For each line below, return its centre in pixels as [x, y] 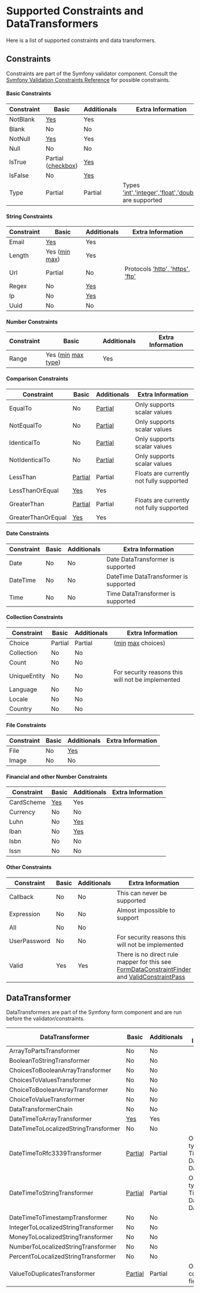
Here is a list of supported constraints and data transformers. [81, 40]
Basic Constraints [29, 93]
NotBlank [22, 119]
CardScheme [27, 803]
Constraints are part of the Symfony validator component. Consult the [92, 74]
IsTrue [18, 161]
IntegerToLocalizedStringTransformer [62, 1227]
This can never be [142, 893]
